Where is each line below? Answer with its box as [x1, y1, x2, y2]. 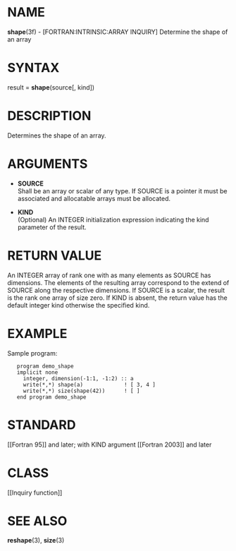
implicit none [16, 368, 58, 376]
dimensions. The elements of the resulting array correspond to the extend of [7, 278, 230, 286]
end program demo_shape [16, 393, 87, 401]
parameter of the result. [17, 223, 87, 231]
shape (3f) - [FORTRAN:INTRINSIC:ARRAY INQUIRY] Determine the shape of [7, 28, 228, 36]
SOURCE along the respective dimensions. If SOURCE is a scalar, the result [7, 286, 225, 294]
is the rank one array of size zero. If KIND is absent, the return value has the [7, 293, 228, 302]
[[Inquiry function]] [7, 488, 63, 497]
